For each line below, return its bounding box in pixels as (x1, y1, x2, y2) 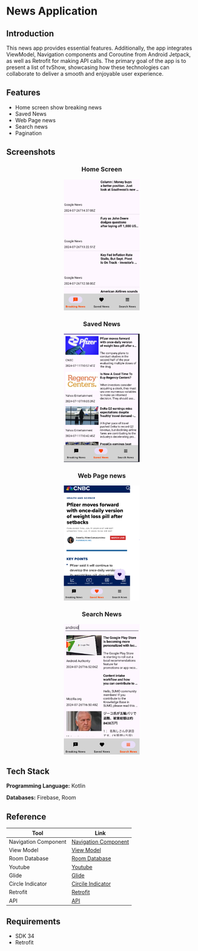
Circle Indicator (8, 880, 47, 887)
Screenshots (6, 147, 56, 157)
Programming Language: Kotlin (6, 782, 86, 789)
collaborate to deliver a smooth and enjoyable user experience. (6, 70, 163, 77)
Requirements (6, 916, 61, 927)
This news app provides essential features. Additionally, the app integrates (6, 44, 193, 51)
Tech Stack (6, 766, 50, 776)
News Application (6, 4, 98, 18)
